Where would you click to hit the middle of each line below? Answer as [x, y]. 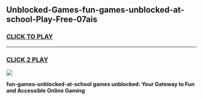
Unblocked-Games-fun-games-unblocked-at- [95, 10]
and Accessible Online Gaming [46, 90]
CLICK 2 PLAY [27, 59]
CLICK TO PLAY [30, 37]
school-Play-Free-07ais [52, 20]
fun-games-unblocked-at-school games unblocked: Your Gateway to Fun [101, 84]
